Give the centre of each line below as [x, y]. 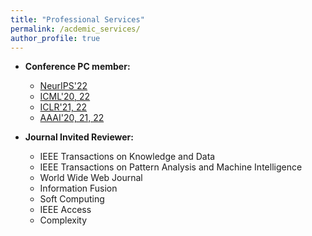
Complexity [63, 220]
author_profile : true [55, 38]
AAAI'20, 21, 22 [72, 118]
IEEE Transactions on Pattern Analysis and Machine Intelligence [171, 167]
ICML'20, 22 [65, 97]
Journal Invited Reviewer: [79, 137]
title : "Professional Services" [77, 19]
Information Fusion [78, 188]
